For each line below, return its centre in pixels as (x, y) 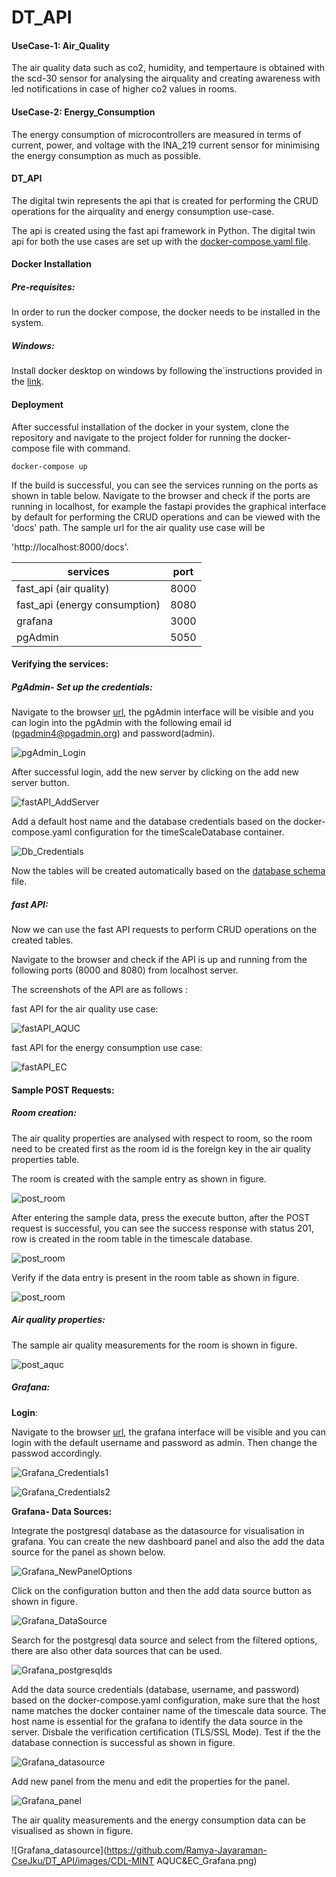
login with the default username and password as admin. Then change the (164, 1442)
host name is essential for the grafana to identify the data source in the (157, 1721)
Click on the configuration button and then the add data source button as (162, 1590)
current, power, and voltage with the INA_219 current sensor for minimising (166, 145)
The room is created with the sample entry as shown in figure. (139, 1178)
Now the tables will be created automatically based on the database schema (168, 871)
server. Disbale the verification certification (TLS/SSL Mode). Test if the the (166, 1732)
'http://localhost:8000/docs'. (70, 547)
